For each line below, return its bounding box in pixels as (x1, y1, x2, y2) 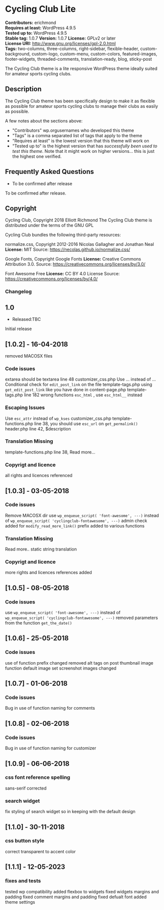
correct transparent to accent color (5, 848, 76, 854)
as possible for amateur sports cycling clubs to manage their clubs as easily (5, 103, 158, 109)
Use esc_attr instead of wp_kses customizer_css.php (5, 415, 112, 421)
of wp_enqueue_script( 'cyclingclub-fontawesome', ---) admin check (5, 518, 147, 524)
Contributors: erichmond (5, 20, 56, 25)
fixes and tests (5, 878, 41, 885)
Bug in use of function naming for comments (5, 705, 95, 711)
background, (5, 50, 31, 57)
